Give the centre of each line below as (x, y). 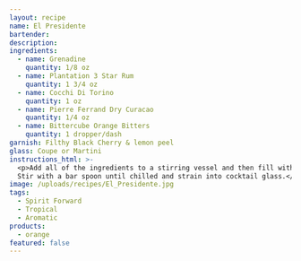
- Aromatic (38, 217)
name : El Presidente (48, 26)
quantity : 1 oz (54, 101)
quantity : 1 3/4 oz (62, 84)
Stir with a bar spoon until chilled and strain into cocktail (138, 176)
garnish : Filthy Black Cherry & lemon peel (92, 143)
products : (28, 226)
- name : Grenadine (52, 59)
